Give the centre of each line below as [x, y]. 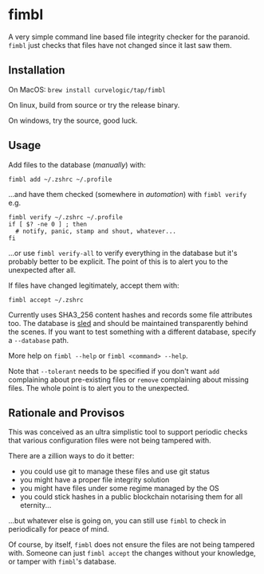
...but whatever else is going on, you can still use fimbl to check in [117, 521]
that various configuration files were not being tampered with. [110, 441]
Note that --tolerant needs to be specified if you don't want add [114, 371]
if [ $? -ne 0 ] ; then [48, 224]
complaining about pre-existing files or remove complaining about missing [128, 379]
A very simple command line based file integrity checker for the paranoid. [129, 37]
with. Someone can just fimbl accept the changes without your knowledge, [132, 553]
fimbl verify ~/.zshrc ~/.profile [66, 217]
